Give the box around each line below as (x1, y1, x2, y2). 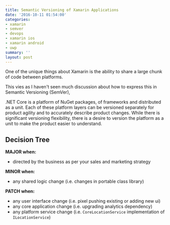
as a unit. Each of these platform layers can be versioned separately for (5, 105, 154, 111)
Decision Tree (5, 135, 50, 144)
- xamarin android (5, 41, 44, 46)
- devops (5, 31, 24, 36)
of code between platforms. (5, 74, 63, 80)
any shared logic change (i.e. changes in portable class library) (12, 178, 144, 184)
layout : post (5, 54, 33, 60)
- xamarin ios (5, 36, 35, 41)
